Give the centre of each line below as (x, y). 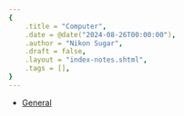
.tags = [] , (47, 69)
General (36, 102)
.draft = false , (56, 52)
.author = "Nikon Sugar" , (74, 43)
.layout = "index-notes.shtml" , (86, 60)
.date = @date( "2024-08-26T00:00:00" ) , (101, 34)
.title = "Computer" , (66, 26)
